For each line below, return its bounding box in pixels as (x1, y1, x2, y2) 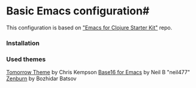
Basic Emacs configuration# (6, 4, 150, 18)
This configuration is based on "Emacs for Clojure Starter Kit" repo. (6, 24, 173, 31)
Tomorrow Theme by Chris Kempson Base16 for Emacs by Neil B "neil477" (6, 69, 191, 76)
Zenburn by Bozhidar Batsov (6, 75, 77, 82)
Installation (6, 39, 40, 47)
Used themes (6, 55, 46, 63)
